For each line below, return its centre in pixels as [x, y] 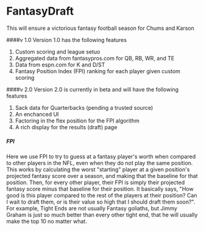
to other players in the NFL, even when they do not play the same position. [100, 163]
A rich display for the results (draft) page [66, 127]
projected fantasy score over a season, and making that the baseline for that [102, 176]
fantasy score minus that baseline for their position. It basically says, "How [100, 189]
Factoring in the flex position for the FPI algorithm [77, 121]
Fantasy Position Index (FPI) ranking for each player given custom [98, 71]
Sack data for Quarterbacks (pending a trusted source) [84, 107]
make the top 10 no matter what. [47, 221]
